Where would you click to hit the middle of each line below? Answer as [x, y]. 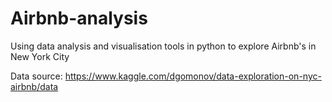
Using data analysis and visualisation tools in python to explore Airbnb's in [163, 46]
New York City [40, 56]
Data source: [36, 76]
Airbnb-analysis [79, 18]
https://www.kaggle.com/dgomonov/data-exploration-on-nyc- [193, 76]
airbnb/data [34, 86]
